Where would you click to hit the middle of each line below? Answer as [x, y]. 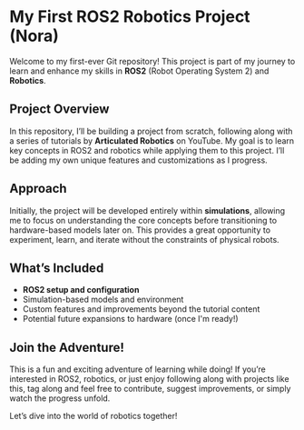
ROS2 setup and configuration [81, 290]
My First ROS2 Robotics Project [130, 17]
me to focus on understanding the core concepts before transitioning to [143, 220]
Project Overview [59, 110]
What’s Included [57, 268]
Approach [38, 189]
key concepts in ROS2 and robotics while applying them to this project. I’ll [147, 150]
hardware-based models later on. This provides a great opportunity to [140, 230]
